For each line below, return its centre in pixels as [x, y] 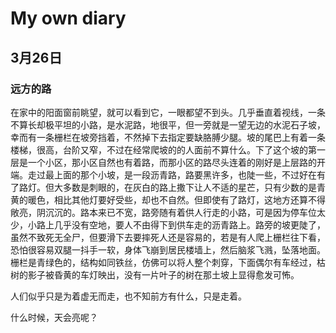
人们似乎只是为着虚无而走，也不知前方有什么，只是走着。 [128, 296]
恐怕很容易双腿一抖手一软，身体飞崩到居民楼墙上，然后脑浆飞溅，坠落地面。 [168, 249]
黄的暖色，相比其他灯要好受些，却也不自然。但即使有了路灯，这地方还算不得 [168, 199]
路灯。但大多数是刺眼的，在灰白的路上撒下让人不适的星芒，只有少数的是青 [172, 187]
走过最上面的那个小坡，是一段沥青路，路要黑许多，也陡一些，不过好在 [172, 174]
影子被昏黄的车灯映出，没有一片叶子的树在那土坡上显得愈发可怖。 [163, 274]
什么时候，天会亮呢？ [54, 317]
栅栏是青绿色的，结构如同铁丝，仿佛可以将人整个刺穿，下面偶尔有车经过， [163, 262]
